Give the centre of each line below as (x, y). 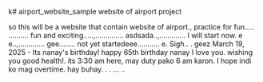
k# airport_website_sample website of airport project (95, 12)
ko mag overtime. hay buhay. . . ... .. (67, 69)
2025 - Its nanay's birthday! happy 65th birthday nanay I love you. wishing (131, 52)
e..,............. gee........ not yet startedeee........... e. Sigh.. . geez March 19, (127, 44)
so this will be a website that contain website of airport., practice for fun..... (132, 27)
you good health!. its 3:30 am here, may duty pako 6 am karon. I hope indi (130, 61)
